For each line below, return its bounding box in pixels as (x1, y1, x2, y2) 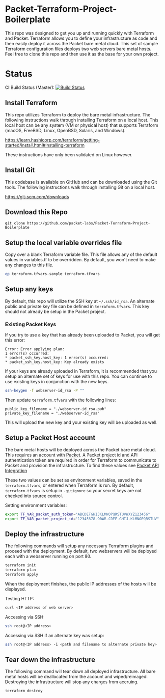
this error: (5, 337, 25, 343)
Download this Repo (5, 208, 68, 216)
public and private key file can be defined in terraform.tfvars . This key (5, 303, 150, 309)
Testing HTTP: (5, 595, 34, 601)
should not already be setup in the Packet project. (5, 308, 106, 314)
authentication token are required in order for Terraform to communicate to (5, 457, 157, 463)
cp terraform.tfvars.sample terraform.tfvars (5, 272, 100, 277)
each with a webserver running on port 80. (5, 554, 92, 559)
